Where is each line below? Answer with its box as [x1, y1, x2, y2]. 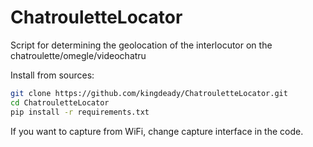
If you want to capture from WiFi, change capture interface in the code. [10, 125, 304, 137]
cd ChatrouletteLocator [10, 97, 110, 108]
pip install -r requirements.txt [10, 107, 150, 117]
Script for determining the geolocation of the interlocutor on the [10, 39, 273, 51]
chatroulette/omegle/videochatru [10, 49, 147, 61]
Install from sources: [10, 69, 95, 81]
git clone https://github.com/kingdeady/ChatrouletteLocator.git [10, 88, 288, 98]
